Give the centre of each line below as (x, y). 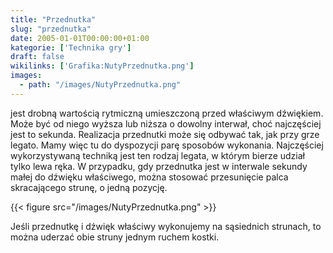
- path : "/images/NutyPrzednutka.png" (100, 85)
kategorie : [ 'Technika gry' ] (71, 47)
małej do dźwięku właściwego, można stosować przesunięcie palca (149, 177)
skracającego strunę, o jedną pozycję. (89, 187)
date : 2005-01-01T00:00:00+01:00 (80, 38)
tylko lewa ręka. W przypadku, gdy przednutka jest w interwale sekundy (159, 166)
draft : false (37, 57)
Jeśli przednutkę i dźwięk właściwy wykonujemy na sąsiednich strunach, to (166, 226)
